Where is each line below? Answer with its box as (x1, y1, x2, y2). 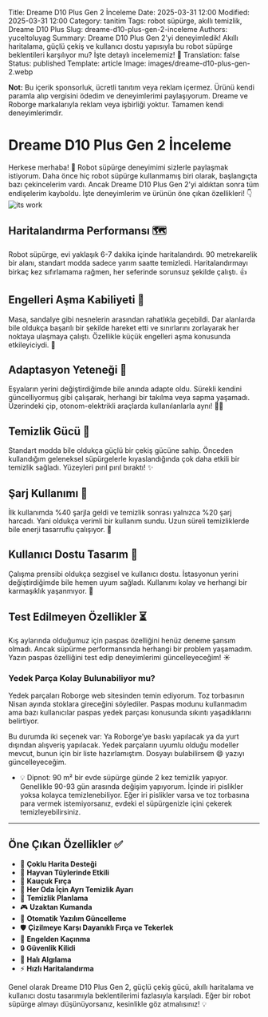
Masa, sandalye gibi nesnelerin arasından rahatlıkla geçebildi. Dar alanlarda (8, 314, 256, 324)
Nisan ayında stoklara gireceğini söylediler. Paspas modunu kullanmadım (8, 699, 247, 708)
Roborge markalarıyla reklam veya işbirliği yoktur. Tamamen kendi (8, 100, 224, 109)
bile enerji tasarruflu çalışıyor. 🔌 (8, 525, 112, 534)
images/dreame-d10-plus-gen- (148, 58, 250, 68)
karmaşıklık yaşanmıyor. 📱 (8, 586, 94, 595)
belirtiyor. (8, 716, 40, 726)
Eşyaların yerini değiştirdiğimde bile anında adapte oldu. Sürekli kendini (8, 384, 242, 394)
